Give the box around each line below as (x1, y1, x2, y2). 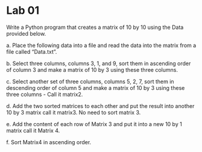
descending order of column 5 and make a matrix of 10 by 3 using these (6, 84, 185, 91)
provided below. (6, 30, 46, 37)
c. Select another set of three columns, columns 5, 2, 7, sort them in (6, 78, 174, 85)
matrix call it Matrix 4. (6, 127, 60, 134)
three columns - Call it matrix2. (6, 90, 83, 98)
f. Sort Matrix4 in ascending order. (6, 138, 92, 145)
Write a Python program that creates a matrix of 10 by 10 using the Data (6, 24, 184, 31)
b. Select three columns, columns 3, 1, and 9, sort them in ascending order (6, 60, 191, 67)
